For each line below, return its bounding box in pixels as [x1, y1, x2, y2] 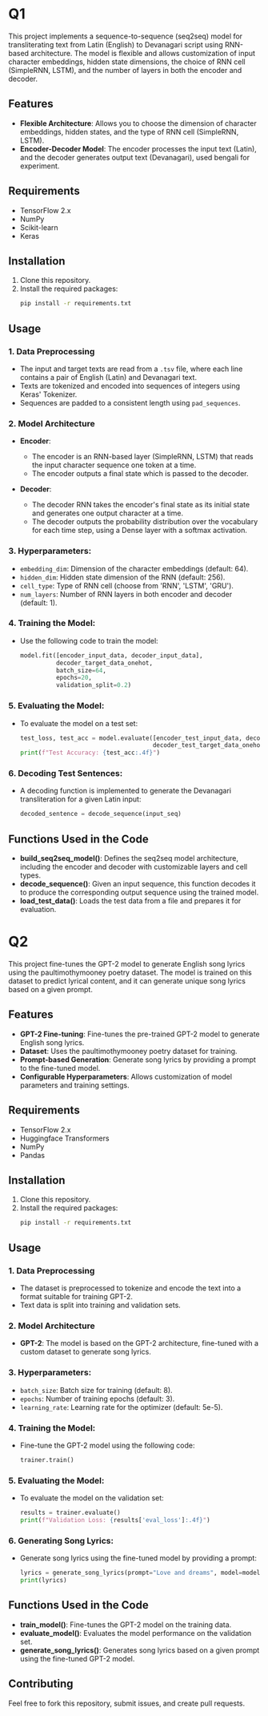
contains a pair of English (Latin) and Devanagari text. [19, 372, 198, 382]
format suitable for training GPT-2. [19, 1292, 134, 1302]
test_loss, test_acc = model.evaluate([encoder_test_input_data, [19, 734, 242, 742]
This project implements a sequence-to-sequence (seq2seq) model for [8, 31, 242, 41]
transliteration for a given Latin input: [19, 794, 142, 804]
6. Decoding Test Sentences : [8, 768, 123, 779]
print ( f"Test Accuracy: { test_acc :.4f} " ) [19, 749, 161, 757]
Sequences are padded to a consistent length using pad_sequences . [19, 398, 242, 407]
